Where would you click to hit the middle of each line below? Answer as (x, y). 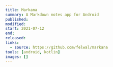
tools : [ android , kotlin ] (33, 52)
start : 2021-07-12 (25, 29)
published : (17, 19)
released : (16, 38)
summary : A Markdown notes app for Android (52, 15)
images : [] (17, 57)
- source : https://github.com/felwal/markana (59, 47)
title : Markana (21, 10)
